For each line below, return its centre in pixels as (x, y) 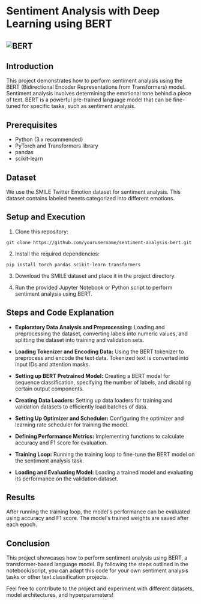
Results (21, 498)
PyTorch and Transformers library (56, 146)
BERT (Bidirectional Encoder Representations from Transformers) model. (96, 87)
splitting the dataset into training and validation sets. (79, 339)
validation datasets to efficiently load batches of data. (81, 407)
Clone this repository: (41, 232)
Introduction (30, 66)
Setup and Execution (46, 217)
